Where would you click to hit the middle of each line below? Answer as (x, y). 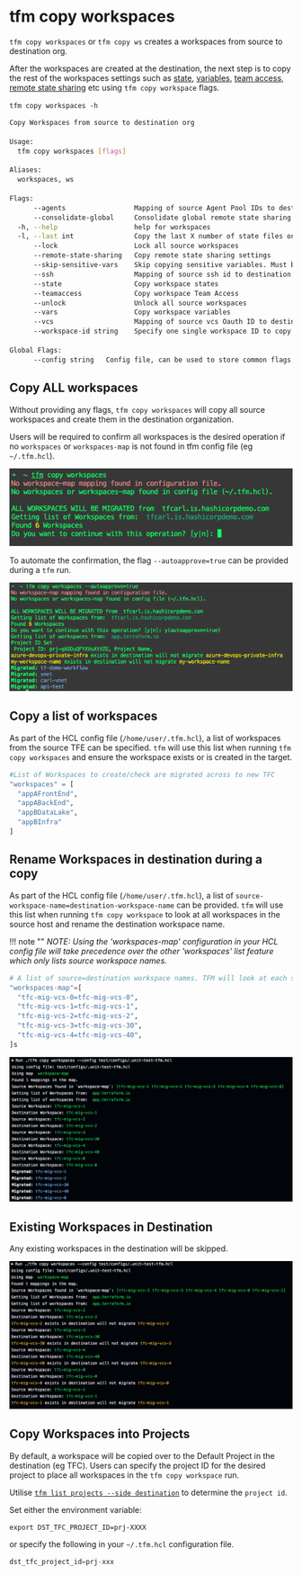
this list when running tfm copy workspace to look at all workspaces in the (145, 914)
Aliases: (26, 170)
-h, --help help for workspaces (114, 227)
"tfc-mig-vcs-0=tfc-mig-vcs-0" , (78, 997)
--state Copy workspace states (126, 284)
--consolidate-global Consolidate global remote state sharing (162, 218)
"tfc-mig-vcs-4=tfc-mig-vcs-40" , (80, 1035)
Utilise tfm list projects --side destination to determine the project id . (148, 1492)
